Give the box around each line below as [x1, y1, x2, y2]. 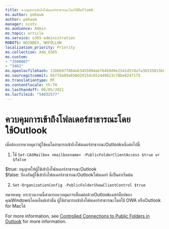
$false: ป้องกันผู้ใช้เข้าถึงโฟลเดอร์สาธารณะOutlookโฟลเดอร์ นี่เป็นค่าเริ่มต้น [5, 172, 133, 178]
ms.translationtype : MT [5, 78, 55, 83]
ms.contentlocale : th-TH [5, 82, 57, 87]
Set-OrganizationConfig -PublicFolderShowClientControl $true [12, 183, 146, 188]
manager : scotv [5, 21, 37, 27]
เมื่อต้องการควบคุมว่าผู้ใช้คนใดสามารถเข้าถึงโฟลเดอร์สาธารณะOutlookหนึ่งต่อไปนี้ [5, 142, 140, 148]
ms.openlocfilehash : [5, 69, 49, 74]
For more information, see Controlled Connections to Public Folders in [5, 213, 150, 219]
